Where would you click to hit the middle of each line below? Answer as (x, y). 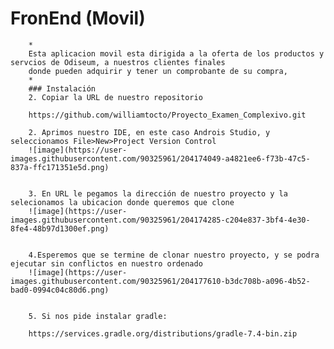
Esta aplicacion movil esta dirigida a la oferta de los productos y (176, 53)
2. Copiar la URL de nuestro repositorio (115, 97)
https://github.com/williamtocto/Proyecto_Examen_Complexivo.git (167, 115)
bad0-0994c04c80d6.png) (60, 290)
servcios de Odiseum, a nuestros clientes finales (118, 62)
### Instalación (62, 88)
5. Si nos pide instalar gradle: (98, 316)
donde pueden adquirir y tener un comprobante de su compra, (158, 71)
